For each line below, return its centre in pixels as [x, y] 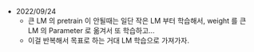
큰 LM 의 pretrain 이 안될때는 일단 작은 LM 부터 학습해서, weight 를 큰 [137, 20]
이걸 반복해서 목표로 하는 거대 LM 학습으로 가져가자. [109, 40]
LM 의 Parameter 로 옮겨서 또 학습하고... [91, 30]
